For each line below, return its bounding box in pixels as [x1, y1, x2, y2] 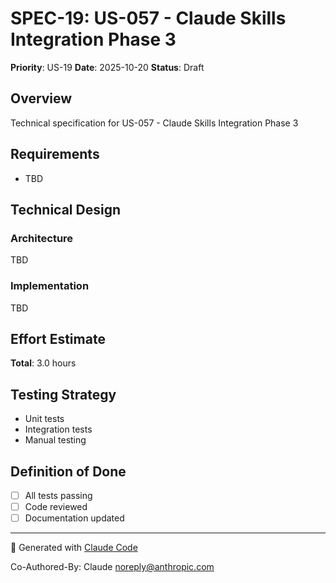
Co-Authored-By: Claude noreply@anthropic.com [10, 561, 215, 573]
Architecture [10, 231, 74, 245]
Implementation [10, 279, 90, 293]
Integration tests [24, 423, 93, 436]
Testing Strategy [10, 386, 117, 403]
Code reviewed [24, 501, 88, 513]
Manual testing [24, 434, 87, 446]
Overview [10, 90, 73, 107]
